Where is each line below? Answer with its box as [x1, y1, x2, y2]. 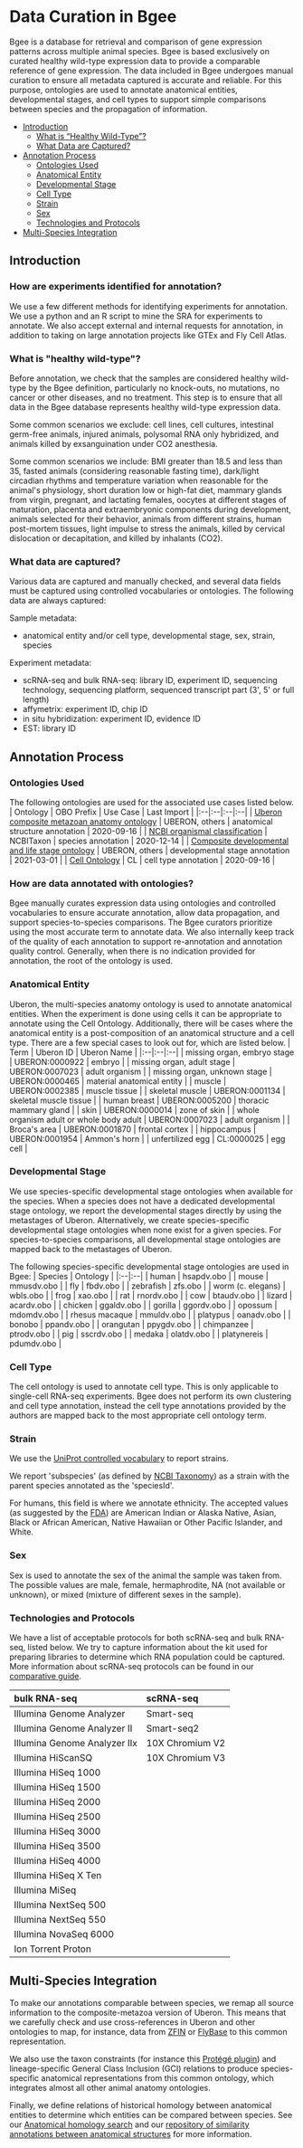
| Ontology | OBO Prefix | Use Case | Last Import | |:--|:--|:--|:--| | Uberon [9, 806, 283, 817]
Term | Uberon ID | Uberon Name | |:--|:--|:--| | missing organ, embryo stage [9, 1047, 295, 1058]
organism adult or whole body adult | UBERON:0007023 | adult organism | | [9, 1114, 290, 1125]
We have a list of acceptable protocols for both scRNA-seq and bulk [9, 1631, 263, 1643]
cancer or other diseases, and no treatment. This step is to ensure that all [9, 392, 283, 403]
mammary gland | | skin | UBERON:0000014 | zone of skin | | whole [9, 1104, 260, 1115]
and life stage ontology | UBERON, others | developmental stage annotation [9, 844, 290, 856]
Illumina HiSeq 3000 [14, 1825, 101, 1838]
